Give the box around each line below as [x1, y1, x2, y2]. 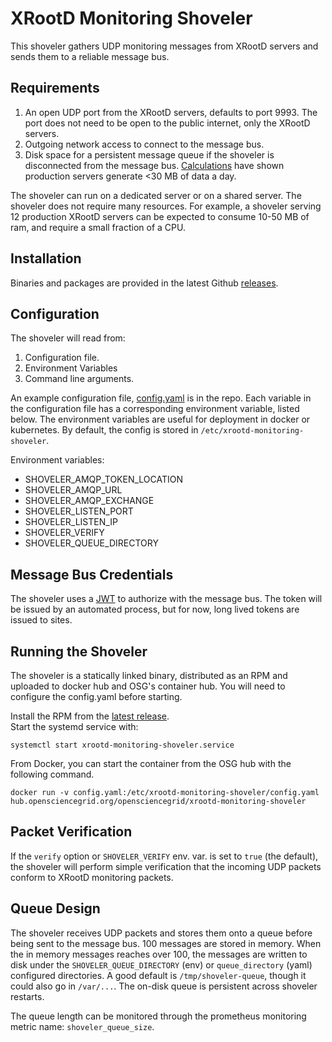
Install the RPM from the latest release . [10, 710, 170, 722]
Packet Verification [10, 823, 133, 841]
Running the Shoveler [10, 643, 148, 660]
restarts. [10, 990, 45, 1002]
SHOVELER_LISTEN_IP [24, 516, 118, 528]
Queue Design [10, 900, 101, 917]
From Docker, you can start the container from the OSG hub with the [10, 758, 292, 769]
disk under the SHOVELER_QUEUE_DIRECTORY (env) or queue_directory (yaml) [10, 958, 313, 971]
